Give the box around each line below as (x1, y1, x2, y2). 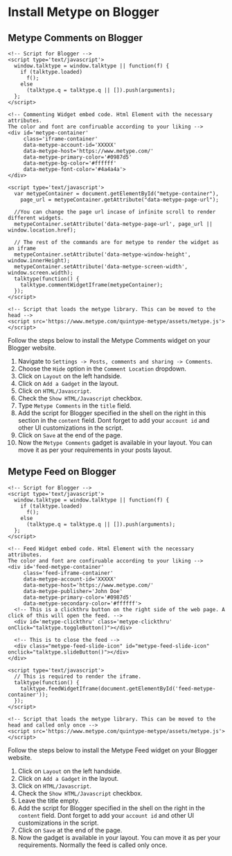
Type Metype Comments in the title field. (17, 401, 132, 410)
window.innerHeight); (8, 257, 71, 264)
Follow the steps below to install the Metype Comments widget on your (8, 337, 211, 344)
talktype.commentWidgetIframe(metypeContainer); (20, 282, 163, 289)
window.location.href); (8, 227, 77, 234)
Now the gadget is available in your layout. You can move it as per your (17, 833, 221, 841)
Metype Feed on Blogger (8, 466, 116, 478)
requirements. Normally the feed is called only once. (17, 841, 168, 849)
